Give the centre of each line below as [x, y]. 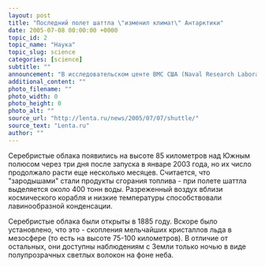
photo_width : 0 [33, 96]
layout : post [30, 15]
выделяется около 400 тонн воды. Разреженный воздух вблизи [116, 189]
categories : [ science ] [45, 60]
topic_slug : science [42, 52]
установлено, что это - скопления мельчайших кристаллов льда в [120, 229]
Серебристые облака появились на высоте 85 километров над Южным [129, 156]
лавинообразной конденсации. [60, 205]
